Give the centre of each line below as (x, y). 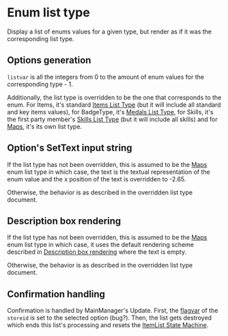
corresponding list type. (41, 38)
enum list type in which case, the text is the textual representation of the (109, 172)
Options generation (49, 61)
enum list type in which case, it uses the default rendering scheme (101, 245)
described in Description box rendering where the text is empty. (97, 252)
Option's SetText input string (70, 148)
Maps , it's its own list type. (45, 126)
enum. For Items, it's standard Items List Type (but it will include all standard (114, 105)
